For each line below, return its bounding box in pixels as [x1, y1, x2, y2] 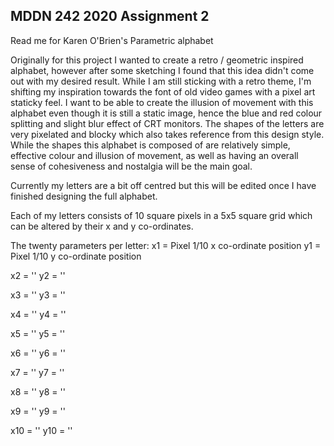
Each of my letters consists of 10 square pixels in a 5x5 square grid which [10, 209, 313, 221]
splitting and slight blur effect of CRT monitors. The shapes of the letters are [10, 117, 325, 129]
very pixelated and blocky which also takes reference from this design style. [10, 128, 325, 140]
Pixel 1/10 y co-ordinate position [10, 250, 142, 262]
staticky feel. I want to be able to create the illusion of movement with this [10, 96, 314, 108]
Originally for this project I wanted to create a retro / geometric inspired [10, 54, 304, 66]
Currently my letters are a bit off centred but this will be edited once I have [10, 179, 317, 191]
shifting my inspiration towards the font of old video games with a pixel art [10, 85, 316, 98]
